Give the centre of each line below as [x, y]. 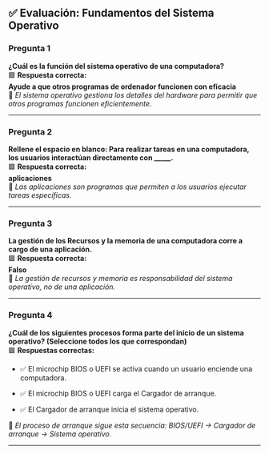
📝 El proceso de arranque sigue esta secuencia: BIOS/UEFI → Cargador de [132, 425]
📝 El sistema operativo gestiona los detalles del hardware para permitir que [133, 94]
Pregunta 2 [30, 131]
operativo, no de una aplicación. [62, 287]
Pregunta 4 [30, 315]
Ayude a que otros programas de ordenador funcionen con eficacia [122, 86]
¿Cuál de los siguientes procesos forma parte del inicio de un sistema [126, 332]
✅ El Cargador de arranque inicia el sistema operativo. [109, 409]
